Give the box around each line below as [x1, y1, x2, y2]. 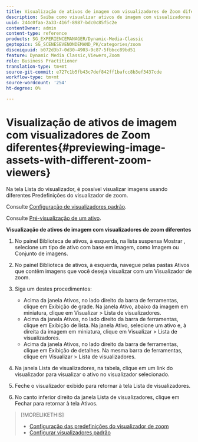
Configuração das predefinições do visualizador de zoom [29, 423, 169, 430]
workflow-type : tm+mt [6, 74, 60, 80]
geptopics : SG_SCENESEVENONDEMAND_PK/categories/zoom [6, 42, 141, 48]
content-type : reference [6, 31, 67, 37]
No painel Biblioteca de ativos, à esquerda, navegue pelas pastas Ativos [14, 261, 190, 268]
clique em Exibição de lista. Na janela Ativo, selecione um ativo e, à [23, 322, 187, 329]
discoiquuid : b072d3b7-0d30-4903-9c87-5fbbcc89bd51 [6, 47, 136, 53]
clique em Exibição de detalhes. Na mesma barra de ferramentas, [23, 347, 183, 354]
